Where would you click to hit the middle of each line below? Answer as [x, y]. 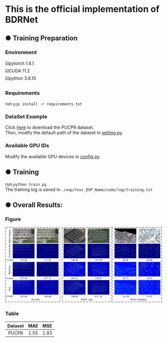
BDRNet [22, 20]
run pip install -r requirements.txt [44, 104]
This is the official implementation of [83, 9]
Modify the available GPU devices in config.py [52, 156]
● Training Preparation [42, 38]
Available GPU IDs [27, 146]
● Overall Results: [34, 205]
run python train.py [26, 184]
